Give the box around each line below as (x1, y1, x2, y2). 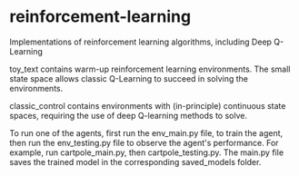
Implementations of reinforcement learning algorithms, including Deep (9, 36, 273, 47)
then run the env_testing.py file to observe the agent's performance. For (9, 137, 279, 148)
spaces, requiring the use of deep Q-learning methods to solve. (9, 110, 248, 121)
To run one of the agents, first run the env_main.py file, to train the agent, (9, 127, 284, 138)
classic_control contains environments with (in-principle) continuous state (9, 100, 286, 111)
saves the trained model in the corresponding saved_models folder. (9, 156, 262, 167)
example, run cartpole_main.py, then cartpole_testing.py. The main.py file (9, 147, 284, 158)
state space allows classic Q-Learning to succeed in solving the (9, 73, 248, 83)
